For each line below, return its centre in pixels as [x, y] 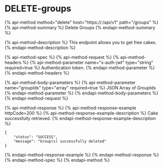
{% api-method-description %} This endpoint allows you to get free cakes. [81, 42]
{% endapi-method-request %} [37, 98]
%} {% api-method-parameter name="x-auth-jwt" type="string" [88, 62]
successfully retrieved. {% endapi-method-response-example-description [80, 118]
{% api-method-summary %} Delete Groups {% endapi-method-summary [80, 27]
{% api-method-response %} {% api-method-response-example [70, 108]
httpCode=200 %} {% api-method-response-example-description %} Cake [82, 113]
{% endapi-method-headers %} [37, 73]
